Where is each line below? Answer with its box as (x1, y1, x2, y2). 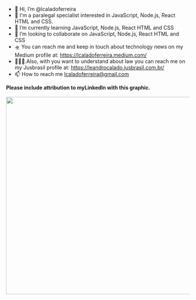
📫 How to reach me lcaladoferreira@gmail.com (14, 71, 129, 77)
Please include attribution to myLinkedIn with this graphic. (6, 84, 150, 91)
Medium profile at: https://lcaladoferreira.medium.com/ (14, 51, 147, 58)
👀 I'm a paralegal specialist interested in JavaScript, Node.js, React (14, 12, 176, 19)
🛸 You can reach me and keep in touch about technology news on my (14, 43, 184, 50)
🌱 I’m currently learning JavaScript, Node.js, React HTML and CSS (14, 24, 174, 31)
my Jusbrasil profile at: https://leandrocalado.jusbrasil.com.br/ (14, 64, 164, 71)
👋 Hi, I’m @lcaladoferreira (14, 6, 76, 12)
